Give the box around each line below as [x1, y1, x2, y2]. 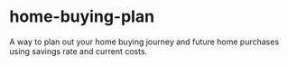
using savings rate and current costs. [9, 45, 148, 56]
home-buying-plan [9, 6, 155, 27]
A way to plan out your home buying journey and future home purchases [9, 36, 280, 47]
